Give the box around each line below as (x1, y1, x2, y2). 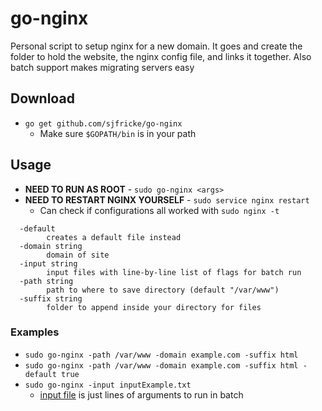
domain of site (46, 250, 110, 260)
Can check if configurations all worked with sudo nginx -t (39, 204, 280, 216)
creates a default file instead (46, 232, 182, 242)
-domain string (19, 241, 83, 251)
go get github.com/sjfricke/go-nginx (24, 118, 183, 129)
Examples (10, 325, 60, 339)
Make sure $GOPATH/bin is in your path (39, 127, 197, 139)
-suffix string (19, 293, 83, 304)
